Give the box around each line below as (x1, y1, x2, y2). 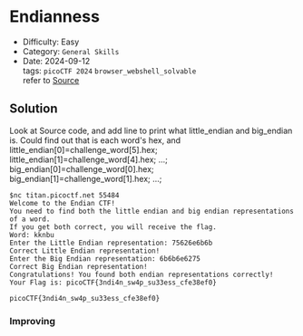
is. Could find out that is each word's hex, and (9, 134, 181, 146)
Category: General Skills (22, 45, 120, 56)
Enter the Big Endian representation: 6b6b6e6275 (9, 254, 201, 264)
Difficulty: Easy (22, 36, 80, 47)
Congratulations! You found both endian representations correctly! (9, 270, 274, 279)
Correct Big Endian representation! (9, 262, 148, 271)
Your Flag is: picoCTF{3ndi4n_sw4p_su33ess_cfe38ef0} (9, 278, 218, 287)
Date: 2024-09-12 (22, 55, 91, 66)
